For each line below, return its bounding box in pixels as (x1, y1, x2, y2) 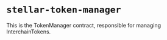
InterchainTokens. (6, 28, 51, 35)
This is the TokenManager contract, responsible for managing (6, 21, 162, 29)
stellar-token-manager (6, 4, 121, 16)
